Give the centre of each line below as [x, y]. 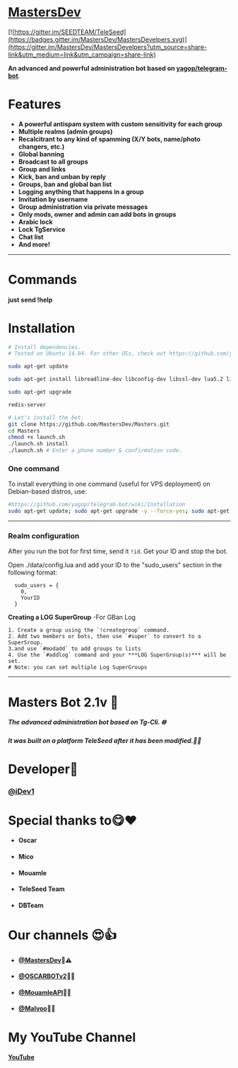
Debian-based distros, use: [48, 492]
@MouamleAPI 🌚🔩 [44, 992]
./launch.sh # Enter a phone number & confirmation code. [95, 450]
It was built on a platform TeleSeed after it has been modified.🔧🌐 [105, 740]
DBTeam [31, 905]
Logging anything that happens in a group [81, 191]
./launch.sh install [38, 444]
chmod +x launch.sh [37, 437]
